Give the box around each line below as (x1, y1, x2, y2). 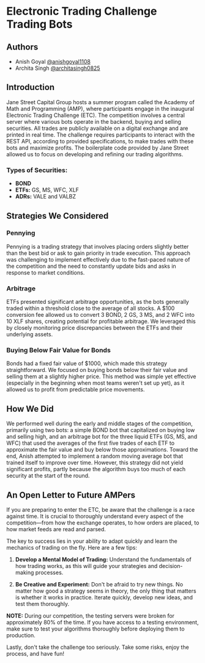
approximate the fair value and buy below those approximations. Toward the (6, 446, 198, 453)
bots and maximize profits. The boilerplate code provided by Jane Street (6, 144, 189, 151)
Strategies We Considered (6, 210, 109, 221)
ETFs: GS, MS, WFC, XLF (15, 186, 80, 194)
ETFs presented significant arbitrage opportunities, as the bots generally (6, 298, 190, 306)
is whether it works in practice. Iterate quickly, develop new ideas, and (15, 594, 193, 601)
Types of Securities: (6, 165, 68, 174)
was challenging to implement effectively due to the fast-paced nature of (6, 256, 190, 263)
